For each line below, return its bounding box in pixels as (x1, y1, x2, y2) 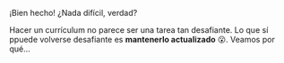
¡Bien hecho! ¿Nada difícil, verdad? (9, 8, 138, 18)
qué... (9, 43, 31, 54)
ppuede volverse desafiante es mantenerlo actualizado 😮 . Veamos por (9, 35, 275, 44)
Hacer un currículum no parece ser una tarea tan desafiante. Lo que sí (9, 25, 269, 35)
